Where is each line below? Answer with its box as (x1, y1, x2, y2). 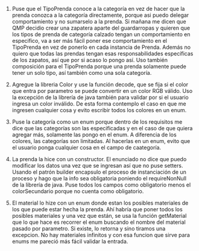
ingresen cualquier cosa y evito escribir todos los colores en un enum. (11, 107, 187, 113)
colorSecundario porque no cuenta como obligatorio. (11, 188, 144, 195)
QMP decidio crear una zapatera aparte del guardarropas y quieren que (11, 24, 191, 31)
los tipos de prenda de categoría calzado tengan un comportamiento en (11, 31, 191, 38)
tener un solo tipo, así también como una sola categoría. (11, 69, 152, 76)
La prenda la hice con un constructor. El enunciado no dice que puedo (11, 156, 187, 162)
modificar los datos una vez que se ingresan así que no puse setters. (11, 162, 183, 169)
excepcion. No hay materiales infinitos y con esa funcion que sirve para (11, 232, 190, 238)
